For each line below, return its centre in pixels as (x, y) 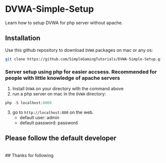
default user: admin (39, 117)
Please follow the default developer (61, 138)
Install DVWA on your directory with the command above (68, 88)
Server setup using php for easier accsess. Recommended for (81, 71)
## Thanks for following (29, 155)
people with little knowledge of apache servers (62, 78)
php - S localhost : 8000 (28, 103)
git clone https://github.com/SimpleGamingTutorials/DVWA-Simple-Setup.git (85, 59)
